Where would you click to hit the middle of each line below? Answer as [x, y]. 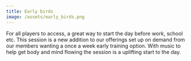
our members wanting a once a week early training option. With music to [93, 46]
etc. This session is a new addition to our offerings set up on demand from [95, 40]
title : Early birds [30, 11]
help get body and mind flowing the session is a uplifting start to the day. [93, 52]
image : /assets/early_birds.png [45, 17]
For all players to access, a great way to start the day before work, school [94, 33]
